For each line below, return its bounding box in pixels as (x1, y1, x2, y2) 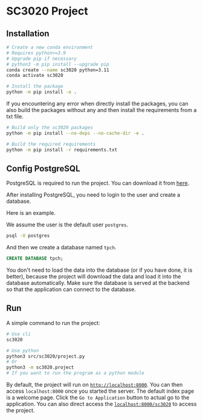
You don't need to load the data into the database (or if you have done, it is (6, 266, 193, 274)
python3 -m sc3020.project (6, 364, 74, 370)
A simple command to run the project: (6, 319, 100, 326)
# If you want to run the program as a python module (6, 370, 145, 376)
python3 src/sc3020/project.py (6, 353, 85, 359)
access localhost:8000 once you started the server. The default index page (6, 387, 195, 395)
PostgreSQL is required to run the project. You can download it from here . (6, 180, 190, 187)
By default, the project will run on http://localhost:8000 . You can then (6, 381, 183, 388)
